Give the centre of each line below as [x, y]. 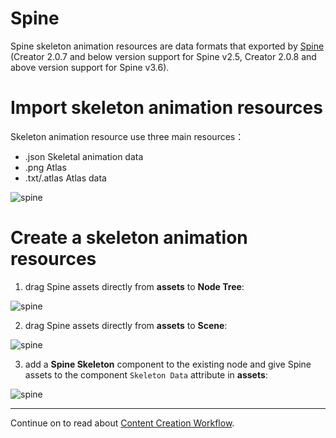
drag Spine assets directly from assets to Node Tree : [134, 286]
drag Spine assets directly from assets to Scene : [126, 325]
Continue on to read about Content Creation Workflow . [122, 423]
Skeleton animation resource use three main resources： [127, 136]
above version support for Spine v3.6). [90, 67]
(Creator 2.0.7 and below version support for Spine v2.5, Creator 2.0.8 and [163, 56]
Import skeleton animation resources [166, 108]
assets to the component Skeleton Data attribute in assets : [146, 374]
